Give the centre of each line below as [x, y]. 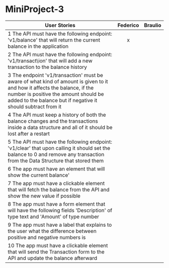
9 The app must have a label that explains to [60, 225]
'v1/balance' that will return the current [54, 40]
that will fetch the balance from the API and [59, 190]
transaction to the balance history [47, 67]
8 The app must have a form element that [57, 204]
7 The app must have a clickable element [56, 183]
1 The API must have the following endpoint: [60, 34]
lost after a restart [29, 133]
